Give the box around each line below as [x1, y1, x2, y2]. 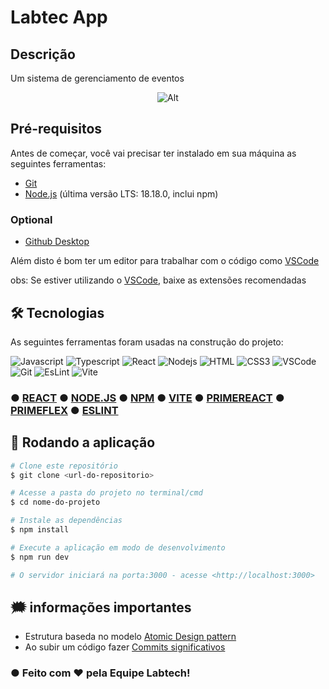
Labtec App [10, 6, 108, 29]
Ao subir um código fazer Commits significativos [24, 641, 226, 653]
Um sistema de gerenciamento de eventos [10, 72, 185, 84]
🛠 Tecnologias [10, 304, 105, 321]
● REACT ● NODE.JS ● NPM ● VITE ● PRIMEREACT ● [10, 391, 285, 405]
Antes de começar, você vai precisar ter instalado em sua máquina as [10, 147, 297, 159]
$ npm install [10, 525, 70, 535]
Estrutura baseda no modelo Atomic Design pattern [24, 631, 237, 643]
